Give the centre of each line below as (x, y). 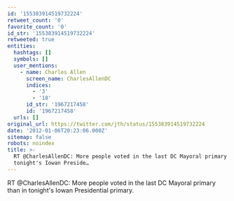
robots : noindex (31, 144)
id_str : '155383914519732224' (51, 33)
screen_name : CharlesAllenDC (68, 79)
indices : (39, 85)
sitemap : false (29, 137)
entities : (22, 46)
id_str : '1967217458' (57, 105)
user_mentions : (36, 66)
